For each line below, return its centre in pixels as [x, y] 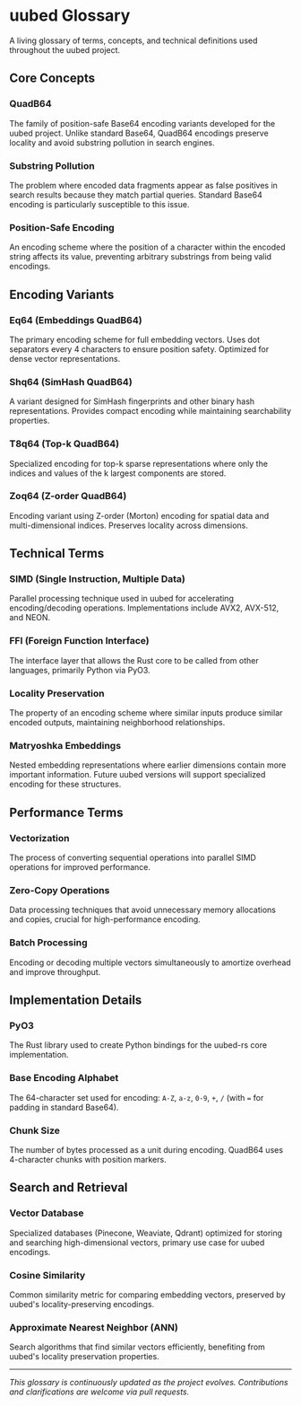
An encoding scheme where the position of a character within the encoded [147, 247]
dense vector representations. [65, 358]
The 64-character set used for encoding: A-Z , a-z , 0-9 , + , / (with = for [137, 1097]
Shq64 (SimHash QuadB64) [71, 382]
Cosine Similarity [47, 1275]
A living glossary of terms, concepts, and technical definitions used [133, 40]
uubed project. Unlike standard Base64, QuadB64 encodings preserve [139, 133]
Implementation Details [76, 1001]
